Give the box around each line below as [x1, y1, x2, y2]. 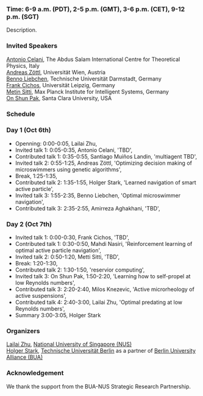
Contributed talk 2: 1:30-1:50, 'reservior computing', [15, 266, 145, 273]
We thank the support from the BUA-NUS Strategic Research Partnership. [6, 383, 191, 390]
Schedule [6, 109, 35, 118]
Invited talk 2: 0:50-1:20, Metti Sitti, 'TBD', [15, 253, 120, 261]
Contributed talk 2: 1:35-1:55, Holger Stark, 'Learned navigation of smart [15, 179, 196, 186]
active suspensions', [15, 292, 67, 300]
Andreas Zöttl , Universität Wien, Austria [6, 68, 105, 76]
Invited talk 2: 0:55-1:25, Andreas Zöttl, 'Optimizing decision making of [15, 159, 192, 167]
